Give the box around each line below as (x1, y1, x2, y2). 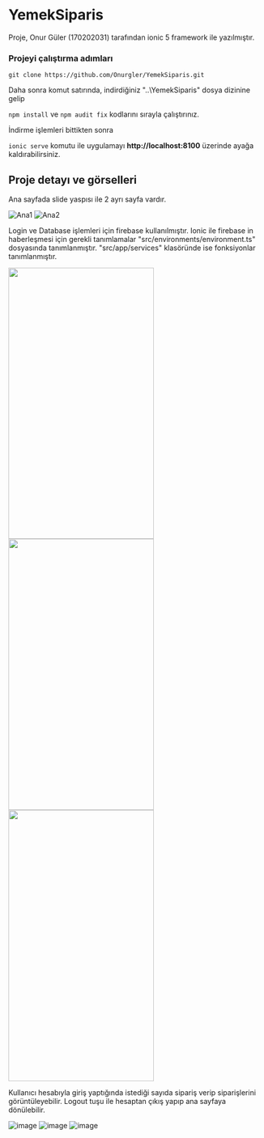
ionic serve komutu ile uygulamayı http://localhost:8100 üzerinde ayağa (8, 141, 254, 151)
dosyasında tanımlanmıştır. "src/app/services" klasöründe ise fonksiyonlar (8, 243, 256, 253)
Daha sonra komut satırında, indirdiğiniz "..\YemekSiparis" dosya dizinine (8, 85, 251, 95)
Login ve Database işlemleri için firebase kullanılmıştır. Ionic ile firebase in (8, 226, 253, 236)
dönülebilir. (8, 1105, 46, 1115)
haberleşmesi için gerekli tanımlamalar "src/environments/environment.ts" (8, 235, 256, 244)
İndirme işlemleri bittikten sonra (8, 125, 113, 135)
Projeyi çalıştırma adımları (8, 53, 113, 64)
